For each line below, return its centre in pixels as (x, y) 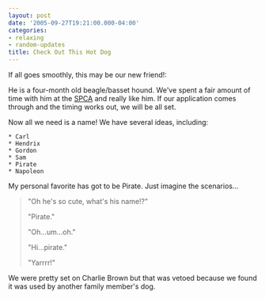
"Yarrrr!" (41, 263)
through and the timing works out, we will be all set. (92, 107)
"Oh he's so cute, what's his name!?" (88, 201)
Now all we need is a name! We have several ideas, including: (108, 122)
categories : (28, 30)
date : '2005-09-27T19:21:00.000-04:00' (74, 23)
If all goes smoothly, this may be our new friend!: (88, 75)
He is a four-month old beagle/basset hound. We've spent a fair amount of (129, 90)
